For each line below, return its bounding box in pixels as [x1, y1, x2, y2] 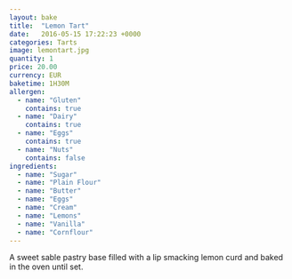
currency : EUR [9, 71, 62, 80]
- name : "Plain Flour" [17, 179, 101, 187]
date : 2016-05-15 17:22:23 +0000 [9, 29, 142, 38]
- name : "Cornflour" [17, 227, 93, 236]
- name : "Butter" [17, 187, 82, 195]
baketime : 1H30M [9, 79, 69, 88]
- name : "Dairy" [17, 112, 77, 121]
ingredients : [9, 162, 58, 171]
